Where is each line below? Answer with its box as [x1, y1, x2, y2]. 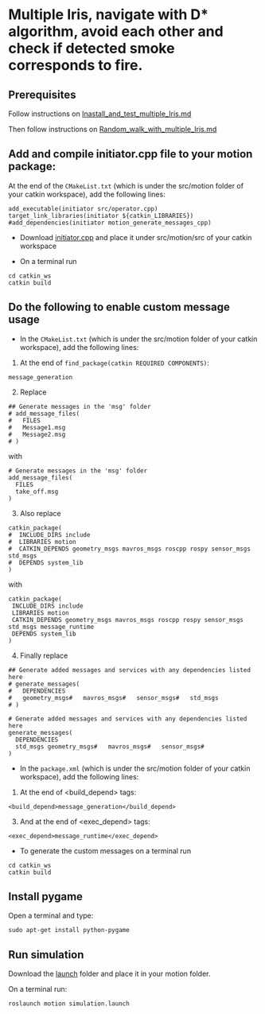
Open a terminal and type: [8, 911, 94, 920]
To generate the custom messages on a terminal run [19, 845, 192, 856]
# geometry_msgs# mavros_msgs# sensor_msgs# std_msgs [8, 693, 219, 701]
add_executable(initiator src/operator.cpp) [8, 204, 158, 212]
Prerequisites [8, 87, 76, 101]
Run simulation [8, 948, 84, 962]
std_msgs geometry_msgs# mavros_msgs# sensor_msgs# [15, 742, 205, 751]
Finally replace [19, 651, 68, 660]
